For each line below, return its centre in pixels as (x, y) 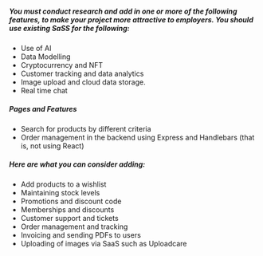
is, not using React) (52, 146)
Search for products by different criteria (86, 128)
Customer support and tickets (69, 218)
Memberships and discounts (67, 209)
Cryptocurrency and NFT (62, 65)
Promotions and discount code (71, 201)
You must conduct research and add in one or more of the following (123, 11)
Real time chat (44, 90)
